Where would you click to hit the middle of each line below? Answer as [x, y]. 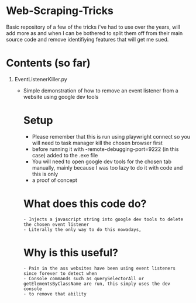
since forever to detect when [60, 273]
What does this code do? [85, 204]
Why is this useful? [71, 252]
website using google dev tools [61, 97]
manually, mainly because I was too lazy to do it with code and [107, 167]
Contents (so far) [48, 63]
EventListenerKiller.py [41, 79]
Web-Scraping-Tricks [60, 11]
